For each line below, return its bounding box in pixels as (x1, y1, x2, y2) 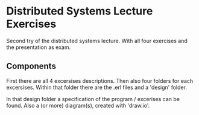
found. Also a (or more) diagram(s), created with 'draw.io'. (6, 102, 150, 109)
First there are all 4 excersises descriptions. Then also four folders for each (6, 77, 194, 84)
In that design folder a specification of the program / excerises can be (6, 95, 180, 102)
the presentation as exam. (6, 44, 71, 51)
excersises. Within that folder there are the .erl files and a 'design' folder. (6, 84, 187, 91)
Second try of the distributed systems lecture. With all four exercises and (6, 37, 188, 44)
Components (6, 61, 56, 71)
